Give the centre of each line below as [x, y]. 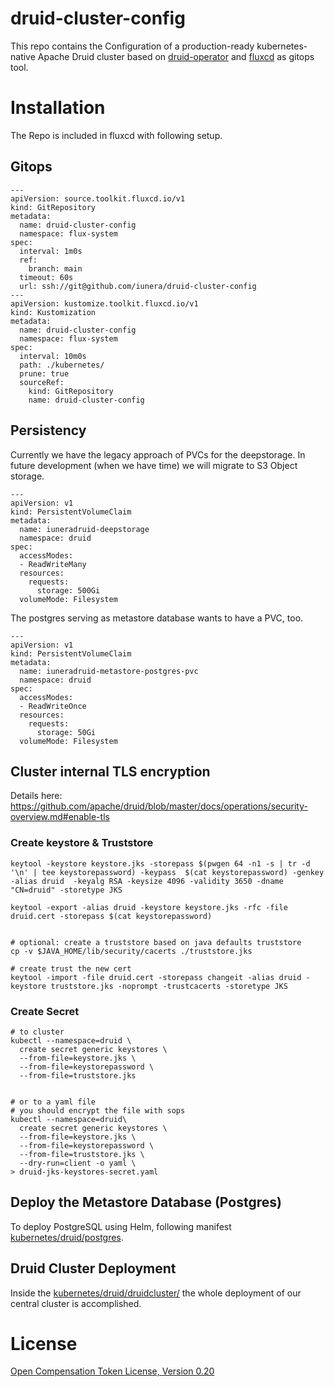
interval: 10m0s [53, 356]
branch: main [55, 268]
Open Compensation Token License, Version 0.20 [112, 1371]
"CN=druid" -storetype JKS [66, 890]
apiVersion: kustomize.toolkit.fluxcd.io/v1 [104, 303]
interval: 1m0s [51, 251]
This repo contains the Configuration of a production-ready [132, 46]
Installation [58, 108]
